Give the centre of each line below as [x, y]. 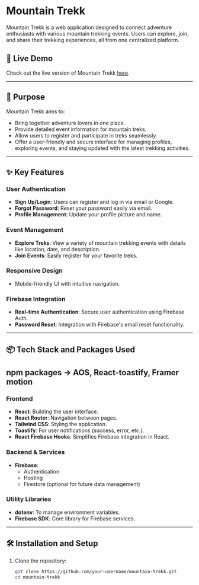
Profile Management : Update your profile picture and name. [88, 215]
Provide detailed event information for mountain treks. [81, 129]
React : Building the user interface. [57, 412]
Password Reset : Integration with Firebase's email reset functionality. [99, 325]
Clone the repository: [41, 561]
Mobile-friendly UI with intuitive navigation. [67, 283]
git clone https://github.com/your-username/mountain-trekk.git [96, 571]
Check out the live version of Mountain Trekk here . [68, 73]
